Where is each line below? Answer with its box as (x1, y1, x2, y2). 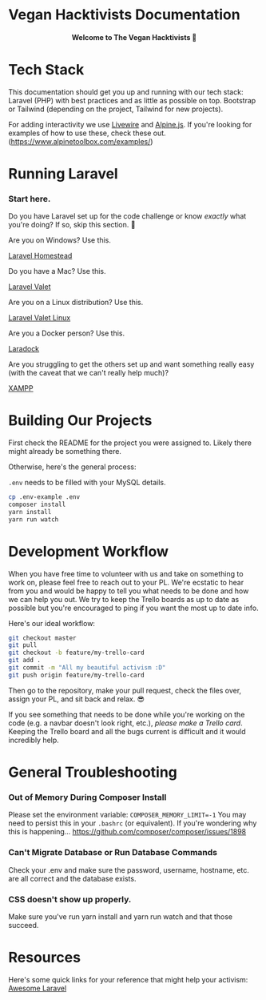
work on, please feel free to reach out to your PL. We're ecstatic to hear (8, 577, 244, 587)
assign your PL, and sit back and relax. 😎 (8, 694, 145, 704)
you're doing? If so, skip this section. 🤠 (8, 220, 136, 230)
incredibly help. (8, 735, 60, 745)
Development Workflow (8, 542, 169, 560)
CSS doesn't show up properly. (8, 894, 132, 905)
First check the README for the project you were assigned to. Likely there (8, 438, 252, 448)
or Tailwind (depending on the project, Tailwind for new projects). (8, 104, 224, 114)
